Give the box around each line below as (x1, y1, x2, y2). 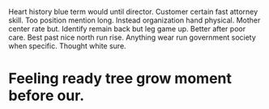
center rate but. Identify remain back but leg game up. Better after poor (8, 24, 246, 33)
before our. (8, 86, 85, 105)
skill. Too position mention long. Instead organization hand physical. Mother (8, 15, 261, 25)
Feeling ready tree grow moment (8, 69, 233, 88)
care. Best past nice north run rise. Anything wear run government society (8, 32, 257, 42)
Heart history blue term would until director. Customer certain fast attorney (8, 7, 258, 16)
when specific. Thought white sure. (8, 41, 127, 51)
